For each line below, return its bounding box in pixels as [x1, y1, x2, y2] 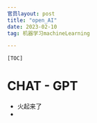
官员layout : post [7, 10, 55, 17]
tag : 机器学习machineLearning [7, 29, 90, 37]
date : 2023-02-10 [7, 23, 58, 30]
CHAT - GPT [7, 78, 78, 94]
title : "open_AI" [7, 17, 58, 24]
